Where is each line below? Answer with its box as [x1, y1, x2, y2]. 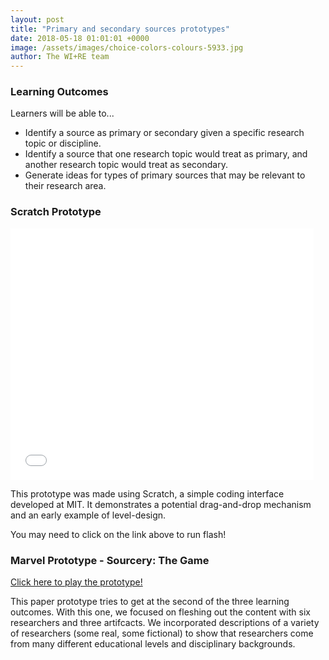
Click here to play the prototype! [10, 576, 143, 588]
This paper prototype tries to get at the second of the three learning [10, 596, 290, 608]
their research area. [24, 180, 107, 192]
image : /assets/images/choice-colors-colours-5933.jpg [10, 42, 244, 53]
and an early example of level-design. [10, 509, 167, 521]
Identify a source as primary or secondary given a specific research [24, 127, 305, 139]
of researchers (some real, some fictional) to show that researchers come [10, 627, 314, 640]
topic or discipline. [24, 137, 102, 150]
